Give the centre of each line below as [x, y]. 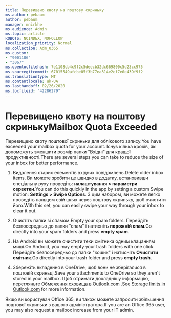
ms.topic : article [25, 34]
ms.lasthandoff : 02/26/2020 [35, 86]
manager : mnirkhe [24, 24]
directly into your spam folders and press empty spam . [71, 232]
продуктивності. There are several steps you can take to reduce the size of [84, 157]
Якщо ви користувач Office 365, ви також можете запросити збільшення [85, 299]
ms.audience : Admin [26, 29]
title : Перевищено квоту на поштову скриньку [55, 10]
